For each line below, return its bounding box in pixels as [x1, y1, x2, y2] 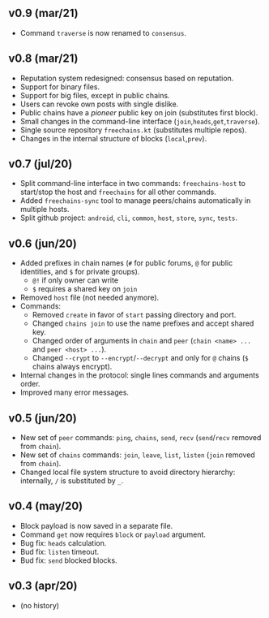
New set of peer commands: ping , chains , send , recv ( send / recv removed [19, 433, 262, 443]
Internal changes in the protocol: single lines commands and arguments [19, 370, 259, 380]
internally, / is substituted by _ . [19, 476, 124, 486]
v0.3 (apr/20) [8, 579, 78, 593]
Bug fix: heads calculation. [19, 538, 107, 547]
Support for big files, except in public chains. [19, 90, 170, 100]
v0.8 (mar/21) [8, 52, 79, 66]
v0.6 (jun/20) [8, 236, 77, 250]
